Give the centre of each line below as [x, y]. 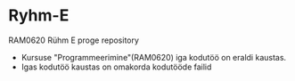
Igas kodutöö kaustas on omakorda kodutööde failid [116, 67]
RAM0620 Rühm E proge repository [74, 40]
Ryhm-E [39, 16]
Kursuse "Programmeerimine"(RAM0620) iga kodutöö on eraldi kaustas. [154, 57]
